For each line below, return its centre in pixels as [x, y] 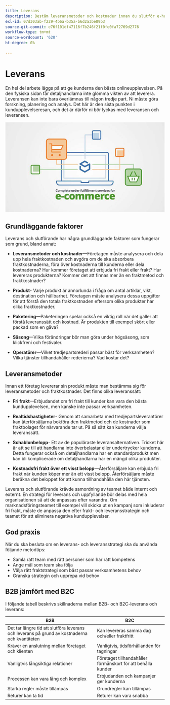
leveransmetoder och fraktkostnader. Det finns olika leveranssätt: [73, 391]
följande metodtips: [25, 549]
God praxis [23, 532]
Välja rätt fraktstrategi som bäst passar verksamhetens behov [77, 570]
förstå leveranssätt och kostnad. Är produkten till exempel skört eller [84, 322]
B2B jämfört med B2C [40, 592]
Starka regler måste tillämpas [38, 688]
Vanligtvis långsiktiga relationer [40, 664]
